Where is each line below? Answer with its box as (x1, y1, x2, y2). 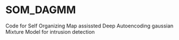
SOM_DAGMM (5, 3, 76, 17)
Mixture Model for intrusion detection (5, 28, 95, 35)
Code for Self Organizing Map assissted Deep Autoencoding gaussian (5, 22, 174, 29)
